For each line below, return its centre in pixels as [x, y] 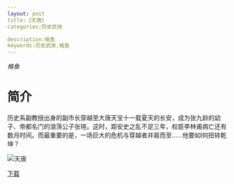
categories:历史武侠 [35, 26]
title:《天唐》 [27, 20]
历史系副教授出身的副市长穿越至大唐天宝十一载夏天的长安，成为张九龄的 [111, 118]
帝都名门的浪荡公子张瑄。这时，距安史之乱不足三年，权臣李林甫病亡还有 [123, 127]
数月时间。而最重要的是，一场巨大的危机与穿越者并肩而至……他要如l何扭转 [114, 135]
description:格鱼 [31, 39]
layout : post [26, 14]
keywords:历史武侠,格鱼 [38, 46]
